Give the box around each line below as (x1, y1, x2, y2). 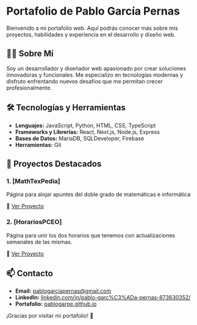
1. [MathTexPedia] (6, 176, 61, 185)
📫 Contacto (6, 268, 53, 278)
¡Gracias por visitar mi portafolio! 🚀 (6, 312, 94, 320)
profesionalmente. (6, 84, 52, 91)
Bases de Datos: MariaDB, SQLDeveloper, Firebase (15, 135, 145, 142)
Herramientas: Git (15, 141, 62, 149)
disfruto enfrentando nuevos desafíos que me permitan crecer (6, 77, 163, 85)
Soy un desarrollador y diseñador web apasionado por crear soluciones (6, 65, 186, 72)
